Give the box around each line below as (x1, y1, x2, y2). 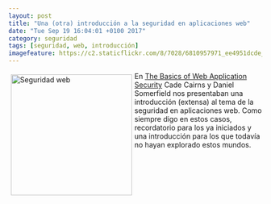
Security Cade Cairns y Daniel (134, 80, 235, 90)
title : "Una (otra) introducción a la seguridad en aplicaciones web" (8, 19, 251, 27)
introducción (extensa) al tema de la (134, 98, 254, 106)
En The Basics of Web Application (134, 72, 248, 81)
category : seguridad (8, 34, 78, 43)
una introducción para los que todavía (134, 131, 261, 141)
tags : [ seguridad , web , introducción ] (8, 42, 139, 50)
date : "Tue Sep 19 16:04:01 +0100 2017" (8, 27, 147, 35)
